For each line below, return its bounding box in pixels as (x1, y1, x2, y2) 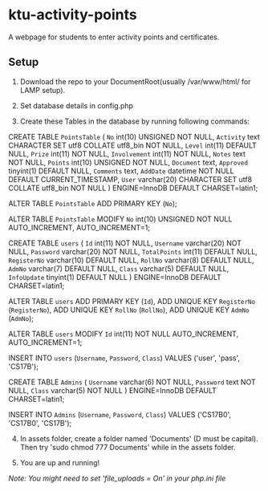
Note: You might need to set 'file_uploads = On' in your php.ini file (8, 473, 226, 483)
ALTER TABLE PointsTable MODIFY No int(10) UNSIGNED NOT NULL (8, 214, 233, 224)
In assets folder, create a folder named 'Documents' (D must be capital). (19, 433, 259, 443)
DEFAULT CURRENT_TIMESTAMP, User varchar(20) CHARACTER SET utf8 (8, 174, 253, 184)
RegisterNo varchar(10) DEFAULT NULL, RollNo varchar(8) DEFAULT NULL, (8, 255, 254, 265)
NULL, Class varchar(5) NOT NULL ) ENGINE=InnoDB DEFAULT (8, 385, 217, 395)
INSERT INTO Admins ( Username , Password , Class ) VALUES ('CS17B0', (8, 409, 231, 419)
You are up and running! (19, 457, 100, 467)
